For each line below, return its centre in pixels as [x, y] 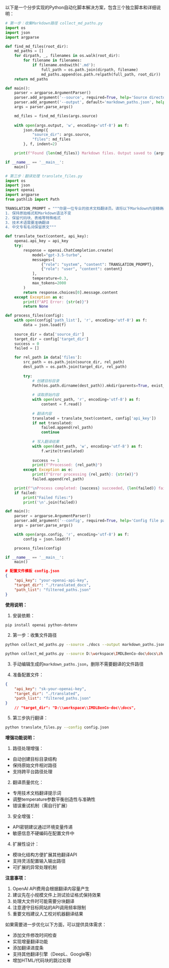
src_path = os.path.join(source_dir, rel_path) [74, 362]
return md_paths [31, 79]
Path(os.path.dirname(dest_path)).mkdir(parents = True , [91, 386]
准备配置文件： [28, 675]
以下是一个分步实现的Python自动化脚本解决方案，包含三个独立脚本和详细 [81, 7]
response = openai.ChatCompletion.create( [68, 250]
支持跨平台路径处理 [32, 772]
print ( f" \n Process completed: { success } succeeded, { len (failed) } [85, 488]
